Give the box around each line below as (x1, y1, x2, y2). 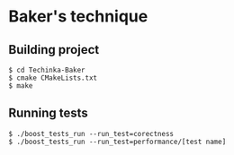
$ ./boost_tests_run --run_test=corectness (8, 129, 175, 138)
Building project (8, 42, 100, 57)
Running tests (8, 106, 89, 121)
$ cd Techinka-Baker (8, 65, 86, 74)
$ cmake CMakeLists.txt (8, 73, 98, 82)
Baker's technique (8, 6, 148, 27)
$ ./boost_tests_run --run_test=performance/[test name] (8, 137, 227, 146)
